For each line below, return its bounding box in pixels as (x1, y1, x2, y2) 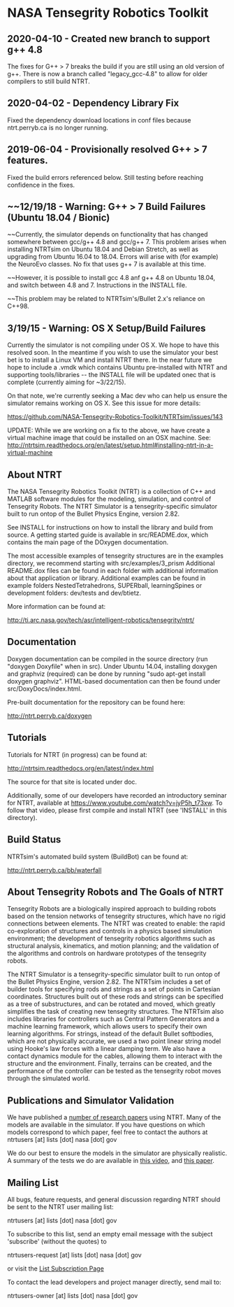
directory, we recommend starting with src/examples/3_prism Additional (7, 559, 215, 567)
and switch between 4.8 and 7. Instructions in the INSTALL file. (7, 281, 187, 290)
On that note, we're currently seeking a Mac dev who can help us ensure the (7, 392, 228, 400)
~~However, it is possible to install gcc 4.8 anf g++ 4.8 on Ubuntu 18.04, (7, 274, 215, 282)
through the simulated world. (7, 1074, 91, 1082)
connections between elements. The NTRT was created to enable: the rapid (7, 919, 226, 928)
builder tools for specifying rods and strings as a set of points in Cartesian (7, 985, 221, 994)
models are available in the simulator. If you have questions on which (7, 1121, 205, 1129)
